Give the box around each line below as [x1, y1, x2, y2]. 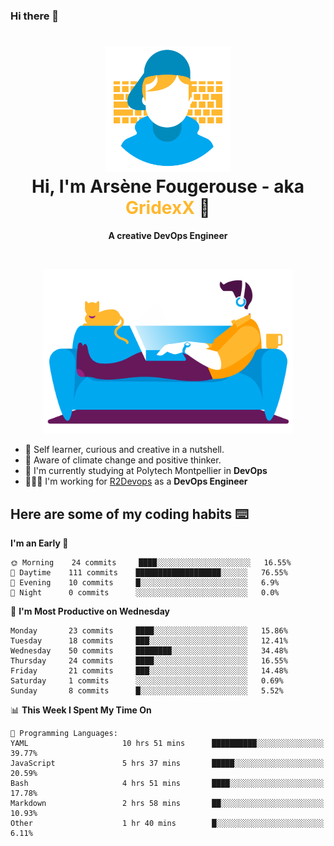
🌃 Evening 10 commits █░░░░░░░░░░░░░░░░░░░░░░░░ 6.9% [10, 578, 280, 588]
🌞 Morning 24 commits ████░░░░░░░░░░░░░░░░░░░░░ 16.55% [10, 558, 292, 568]
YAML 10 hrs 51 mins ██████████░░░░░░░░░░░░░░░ [10, 739, 325, 749]
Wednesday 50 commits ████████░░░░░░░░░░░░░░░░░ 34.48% [10, 646, 288, 656]
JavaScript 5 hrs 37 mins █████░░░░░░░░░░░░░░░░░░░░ [10, 759, 325, 769]
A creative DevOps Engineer [108, 229, 228, 241]
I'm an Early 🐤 [10, 537, 69, 549]
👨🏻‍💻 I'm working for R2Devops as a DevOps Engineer [24, 475, 248, 488]
